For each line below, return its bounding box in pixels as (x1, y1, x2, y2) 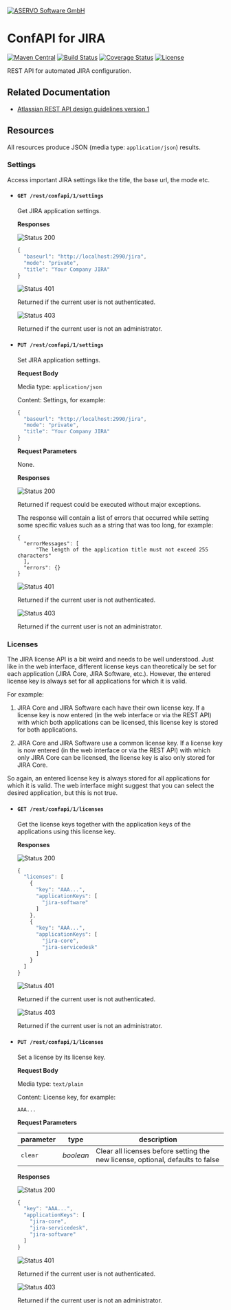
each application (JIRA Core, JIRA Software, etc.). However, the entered (7, 670, 211, 678)
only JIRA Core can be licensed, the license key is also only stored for (16, 754, 215, 762)
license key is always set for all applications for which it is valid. (7, 677, 188, 686)
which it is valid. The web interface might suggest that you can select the (7, 781, 214, 790)
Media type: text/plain (16, 1080, 84, 1088)
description (138, 1135, 177, 1144)
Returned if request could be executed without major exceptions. (16, 501, 201, 509)
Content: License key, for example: (16, 1093, 115, 1101)
